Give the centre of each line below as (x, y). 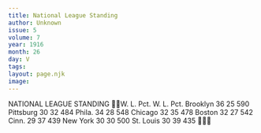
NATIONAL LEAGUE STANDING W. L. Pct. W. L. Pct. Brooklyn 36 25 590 (129, 104)
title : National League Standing (63, 15)
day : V (19, 60)
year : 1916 (26, 45)
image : (19, 81)
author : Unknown (35, 23)
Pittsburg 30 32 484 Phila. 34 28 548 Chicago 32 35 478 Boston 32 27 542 (131, 112)
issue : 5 (22, 30)
